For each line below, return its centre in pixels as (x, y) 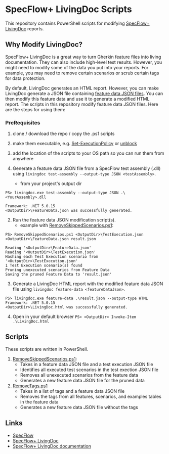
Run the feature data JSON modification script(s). (64, 220)
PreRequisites (23, 122)
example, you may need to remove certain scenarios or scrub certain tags (82, 73)
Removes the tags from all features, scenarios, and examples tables (91, 396)
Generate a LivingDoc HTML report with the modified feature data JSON (88, 284)
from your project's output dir (51, 184)
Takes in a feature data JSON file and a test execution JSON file (87, 364)
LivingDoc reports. (25, 28)
